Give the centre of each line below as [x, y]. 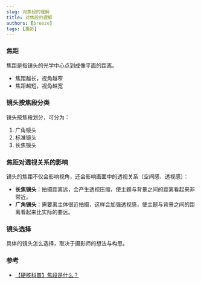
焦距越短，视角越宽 [39, 86]
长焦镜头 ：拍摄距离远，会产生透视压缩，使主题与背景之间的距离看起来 [102, 189]
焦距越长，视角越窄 [39, 78]
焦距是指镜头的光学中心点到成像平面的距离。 [62, 65]
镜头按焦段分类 [28, 103]
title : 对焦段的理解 [29, 18]
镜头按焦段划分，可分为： [38, 117]
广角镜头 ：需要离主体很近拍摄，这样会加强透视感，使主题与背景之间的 [102, 205]
